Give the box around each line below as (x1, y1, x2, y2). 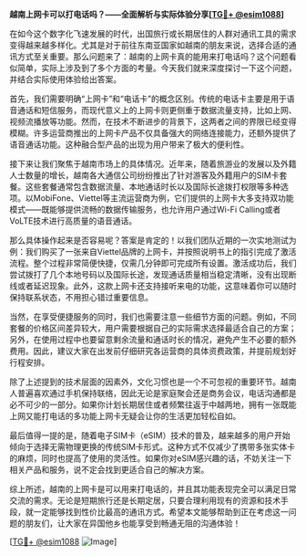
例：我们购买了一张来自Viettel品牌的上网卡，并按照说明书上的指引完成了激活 (9, 247, 297, 257)
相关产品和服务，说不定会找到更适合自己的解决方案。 (9, 465, 209, 475)
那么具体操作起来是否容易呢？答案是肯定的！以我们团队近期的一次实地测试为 (9, 235, 297, 246)
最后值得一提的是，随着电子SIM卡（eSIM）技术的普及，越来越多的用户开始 (9, 430, 291, 441)
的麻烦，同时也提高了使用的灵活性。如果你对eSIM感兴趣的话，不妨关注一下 (9, 453, 292, 464)
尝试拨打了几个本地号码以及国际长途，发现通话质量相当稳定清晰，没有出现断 (9, 269, 297, 279)
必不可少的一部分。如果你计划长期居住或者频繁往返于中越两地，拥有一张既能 (9, 399, 297, 410)
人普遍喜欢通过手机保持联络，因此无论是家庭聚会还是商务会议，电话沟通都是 (9, 388, 297, 398)
